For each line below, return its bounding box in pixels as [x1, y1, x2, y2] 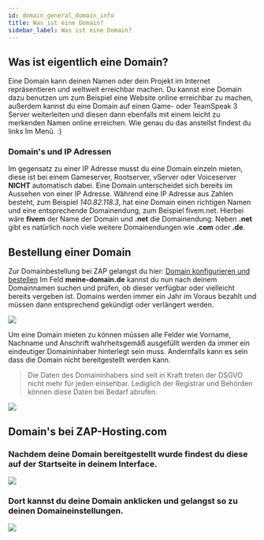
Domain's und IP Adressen [8, 147, 112, 158]
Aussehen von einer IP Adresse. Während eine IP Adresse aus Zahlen [8, 189, 234, 199]
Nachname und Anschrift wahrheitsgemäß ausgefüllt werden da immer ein [8, 338, 251, 348]
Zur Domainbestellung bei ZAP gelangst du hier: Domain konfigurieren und [8, 266, 251, 276]
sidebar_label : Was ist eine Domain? [8, 26, 132, 34]
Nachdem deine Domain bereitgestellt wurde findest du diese [8, 449, 248, 460]
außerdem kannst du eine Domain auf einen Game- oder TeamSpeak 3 [8, 102, 238, 111]
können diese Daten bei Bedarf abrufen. [27, 387, 158, 397]
